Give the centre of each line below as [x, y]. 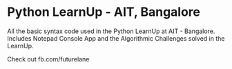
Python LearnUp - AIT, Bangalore [104, 12]
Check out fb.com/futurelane [48, 59]
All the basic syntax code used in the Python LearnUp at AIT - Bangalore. [111, 31]
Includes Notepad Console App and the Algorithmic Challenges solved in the [116, 38]
